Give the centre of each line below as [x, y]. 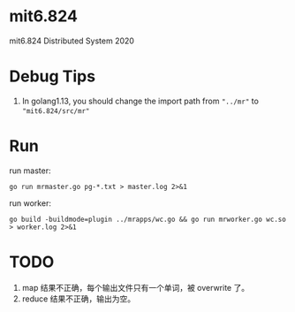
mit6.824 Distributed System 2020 [72, 41]
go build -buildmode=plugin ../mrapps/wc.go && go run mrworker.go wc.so [148, 219]
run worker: [30, 203]
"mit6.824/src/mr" [56, 111]
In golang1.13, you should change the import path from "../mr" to [140, 101]
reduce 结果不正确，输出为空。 [78, 299]
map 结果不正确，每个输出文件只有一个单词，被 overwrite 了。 [136, 287]
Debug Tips [52, 76]
